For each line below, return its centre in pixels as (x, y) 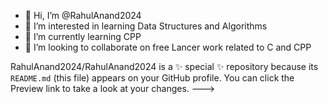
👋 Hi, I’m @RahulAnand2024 (83, 15)
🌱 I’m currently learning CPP (83, 36)
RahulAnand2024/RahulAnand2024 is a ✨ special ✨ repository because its (164, 66)
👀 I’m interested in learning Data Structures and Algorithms (146, 26)
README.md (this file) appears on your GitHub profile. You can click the (152, 78)
